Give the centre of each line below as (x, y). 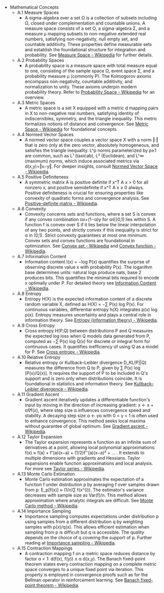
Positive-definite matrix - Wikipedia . (61, 203)
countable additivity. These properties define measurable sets (88, 44)
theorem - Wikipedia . (58, 585)
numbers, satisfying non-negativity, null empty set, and (81, 39)
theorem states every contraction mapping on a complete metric (90, 564)
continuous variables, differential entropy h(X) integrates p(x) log (91, 309)
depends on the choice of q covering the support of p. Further (88, 538)
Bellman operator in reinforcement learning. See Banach (82, 580)
